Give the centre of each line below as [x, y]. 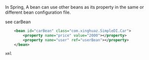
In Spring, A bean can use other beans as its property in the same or [74, 7]
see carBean [18, 22]
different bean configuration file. [38, 12]
